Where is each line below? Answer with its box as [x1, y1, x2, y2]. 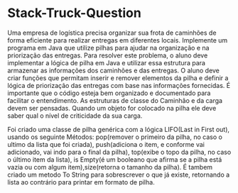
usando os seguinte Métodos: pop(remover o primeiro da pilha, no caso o [7, 133, 222, 141]
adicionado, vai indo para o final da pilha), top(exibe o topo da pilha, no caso [7, 148, 232, 156]
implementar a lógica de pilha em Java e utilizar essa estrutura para [7, 58, 206, 67]
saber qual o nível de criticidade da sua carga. [7, 111, 143, 120]
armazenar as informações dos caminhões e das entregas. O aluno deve [7, 66, 220, 75]
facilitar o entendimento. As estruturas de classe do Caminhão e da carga [7, 96, 222, 104]
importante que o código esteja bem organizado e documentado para [7, 89, 211, 97]
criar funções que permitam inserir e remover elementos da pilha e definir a [7, 73, 229, 82]
